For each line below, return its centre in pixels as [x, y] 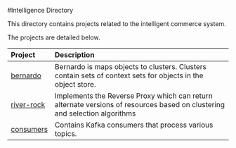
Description [74, 55]
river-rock [28, 105]
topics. [66, 134]
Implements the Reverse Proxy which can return [133, 96]
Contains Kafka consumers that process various [134, 125]
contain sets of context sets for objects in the [129, 75]
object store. [75, 84]
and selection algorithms [95, 113]
